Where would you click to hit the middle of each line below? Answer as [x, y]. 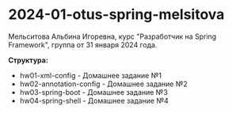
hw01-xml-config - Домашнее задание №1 [91, 75]
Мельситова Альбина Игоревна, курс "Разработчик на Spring [112, 36]
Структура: [29, 60]
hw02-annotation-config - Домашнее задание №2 [104, 84]
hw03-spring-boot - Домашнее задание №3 [94, 92]
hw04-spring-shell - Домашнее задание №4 [94, 100]
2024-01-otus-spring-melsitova [116, 15]
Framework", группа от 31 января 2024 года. [83, 44]
